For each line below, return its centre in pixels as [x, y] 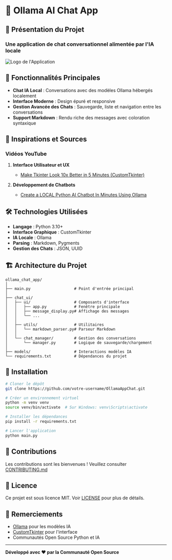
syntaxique [24, 123]
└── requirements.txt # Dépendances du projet [66, 356]
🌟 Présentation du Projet [45, 30]
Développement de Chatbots [44, 185]
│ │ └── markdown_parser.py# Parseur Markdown [60, 329]
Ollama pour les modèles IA [42, 527]
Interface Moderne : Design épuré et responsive [64, 101]
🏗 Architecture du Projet [46, 265]
